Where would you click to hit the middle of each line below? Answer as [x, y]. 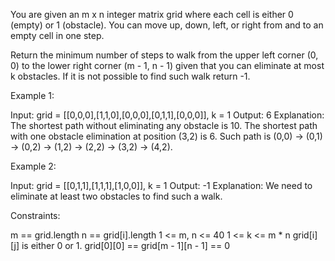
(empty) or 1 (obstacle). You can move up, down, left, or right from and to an [167, 25]
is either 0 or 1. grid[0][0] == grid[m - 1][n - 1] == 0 [126, 245]
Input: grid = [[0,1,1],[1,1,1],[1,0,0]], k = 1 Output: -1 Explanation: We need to [161, 185]
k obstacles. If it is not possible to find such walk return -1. [130, 76]
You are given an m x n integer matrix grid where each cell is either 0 [152, 14]
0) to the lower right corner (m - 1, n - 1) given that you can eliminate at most [167, 65]
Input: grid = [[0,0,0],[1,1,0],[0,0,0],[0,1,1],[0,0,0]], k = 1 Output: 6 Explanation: [167, 115]
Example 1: [32, 95]
